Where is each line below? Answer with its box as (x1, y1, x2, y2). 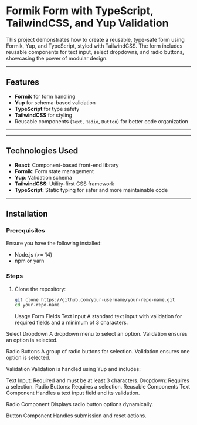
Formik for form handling (14, 93, 76, 100)
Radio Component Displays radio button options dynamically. (6, 401, 154, 408)
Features (6, 77, 39, 87)
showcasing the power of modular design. (6, 55, 108, 62)
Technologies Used (6, 146, 78, 156)
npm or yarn (14, 257, 45, 265)
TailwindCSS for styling (14, 112, 72, 119)
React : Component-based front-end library (14, 161, 119, 168)
